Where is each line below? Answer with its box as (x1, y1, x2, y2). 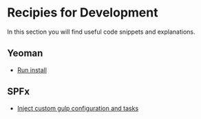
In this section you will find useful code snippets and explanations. (7, 28, 195, 36)
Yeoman (7, 47, 43, 59)
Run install (17, 65, 47, 74)
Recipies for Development (7, 5, 158, 21)
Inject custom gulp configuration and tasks (17, 104, 139, 112)
